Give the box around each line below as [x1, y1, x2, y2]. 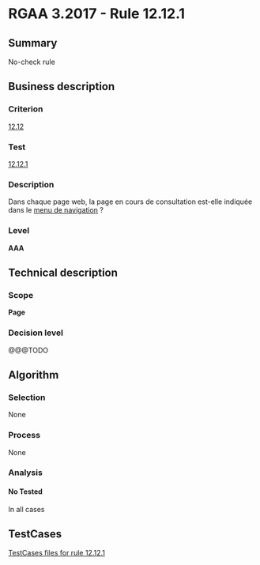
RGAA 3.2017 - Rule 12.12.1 [8, 5, 186, 23]
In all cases [8, 504, 45, 514]
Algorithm [8, 368, 59, 382]
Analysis [8, 467, 43, 478]
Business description [8, 80, 115, 93]
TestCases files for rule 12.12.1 [8, 548, 105, 558]
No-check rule [8, 57, 55, 66]
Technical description [8, 266, 119, 279]
